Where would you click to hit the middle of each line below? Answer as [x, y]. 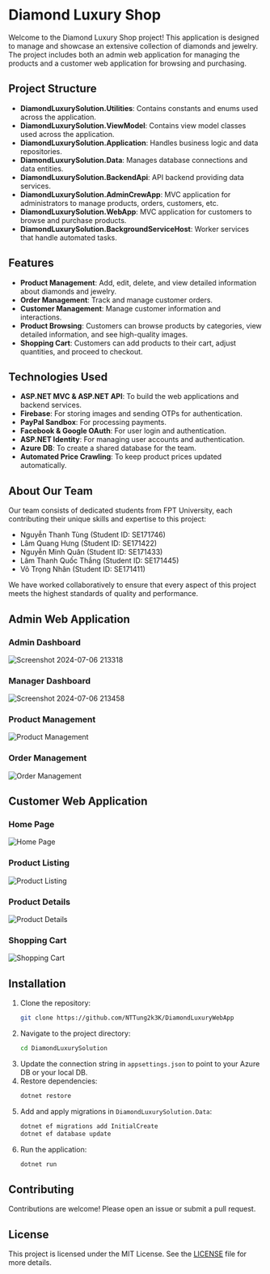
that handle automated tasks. [68, 238]
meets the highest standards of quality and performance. [103, 594]
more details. [30, 1263]
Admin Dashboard [44, 642]
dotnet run [38, 1164]
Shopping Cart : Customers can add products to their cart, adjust [128, 343]
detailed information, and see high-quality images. [104, 334]
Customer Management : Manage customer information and [120, 308]
